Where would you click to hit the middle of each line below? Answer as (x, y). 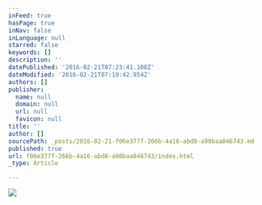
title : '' (25, 126)
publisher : (26, 89)
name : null (33, 97)
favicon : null (39, 119)
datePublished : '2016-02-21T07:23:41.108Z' (82, 68)
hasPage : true (32, 23)
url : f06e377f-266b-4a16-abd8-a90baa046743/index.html (101, 156)
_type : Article (33, 164)
